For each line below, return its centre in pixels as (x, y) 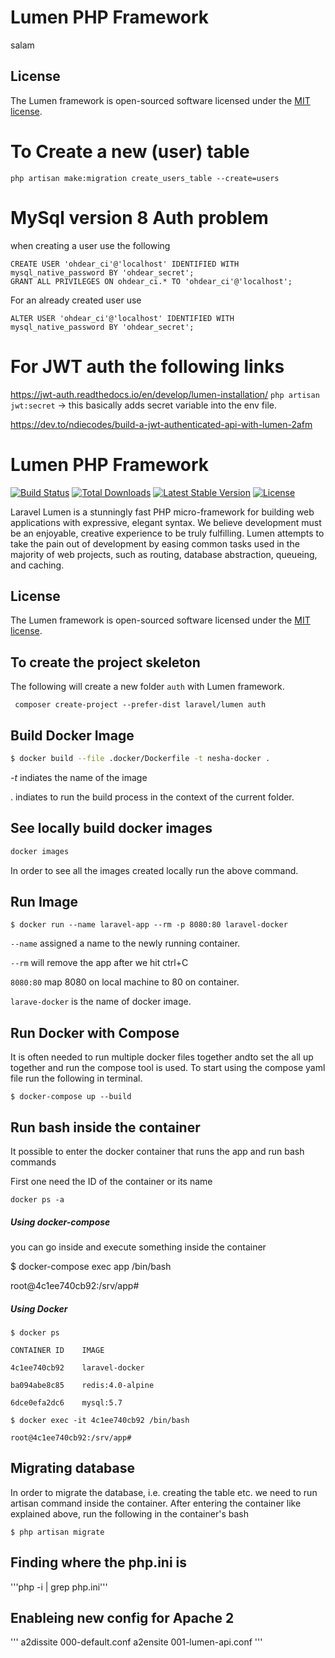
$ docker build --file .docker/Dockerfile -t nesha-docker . (140, 758)
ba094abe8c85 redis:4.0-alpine (82, 1385)
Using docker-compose (60, 1222)
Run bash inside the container (105, 1127)
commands (33, 1162)
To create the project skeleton (105, 662)
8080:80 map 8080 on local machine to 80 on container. (125, 982)
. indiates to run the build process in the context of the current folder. (152, 797)
